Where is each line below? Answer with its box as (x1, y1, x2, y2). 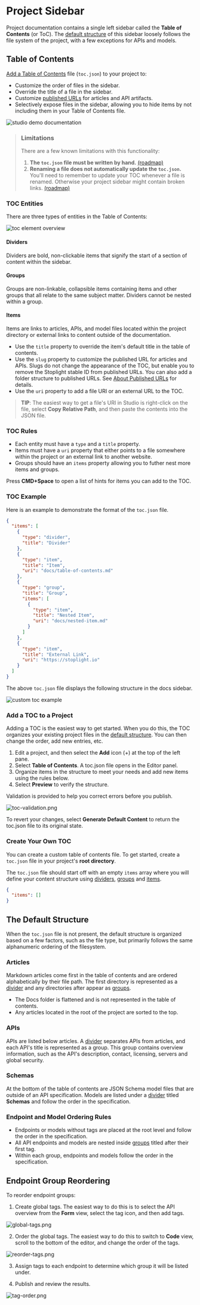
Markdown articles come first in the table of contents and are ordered (6, 972, 177, 979)
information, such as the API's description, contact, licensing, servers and (6, 1050, 188, 1057)
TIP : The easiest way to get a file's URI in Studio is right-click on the (20, 399, 188, 406)
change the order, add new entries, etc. (6, 737, 103, 745)
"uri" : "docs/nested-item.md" (32, 618, 109, 624)
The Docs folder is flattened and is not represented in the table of (14, 996, 176, 1003)
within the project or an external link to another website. (14, 453, 152, 460)
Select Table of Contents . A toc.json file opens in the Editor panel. (14, 762, 178, 769)
